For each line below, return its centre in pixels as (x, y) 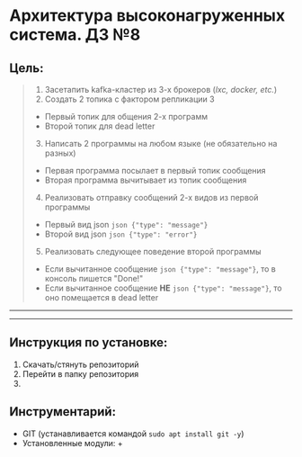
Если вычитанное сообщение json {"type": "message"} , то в (160, 269)
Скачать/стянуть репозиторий (80, 364)
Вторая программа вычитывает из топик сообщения (146, 180)
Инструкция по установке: (89, 343)
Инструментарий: (63, 412)
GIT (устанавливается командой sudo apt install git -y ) (133, 434)
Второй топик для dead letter (100, 126)
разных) (60, 153)
